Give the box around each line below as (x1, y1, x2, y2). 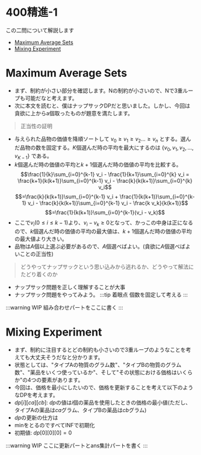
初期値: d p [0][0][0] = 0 (14, 429, 72, 436)
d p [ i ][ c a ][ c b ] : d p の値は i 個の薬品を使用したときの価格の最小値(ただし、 (14, 399, 191, 406)
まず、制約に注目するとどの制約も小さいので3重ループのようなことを (14, 346, 186, 353)
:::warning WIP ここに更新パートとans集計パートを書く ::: (5, 442, 148, 449)
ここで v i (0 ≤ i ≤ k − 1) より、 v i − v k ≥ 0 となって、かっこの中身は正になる (14, 219, 193, 228)
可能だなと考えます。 (25, 94, 78, 101)
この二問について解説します (5, 27, 75, 34)
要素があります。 (41, 377, 84, 383)
